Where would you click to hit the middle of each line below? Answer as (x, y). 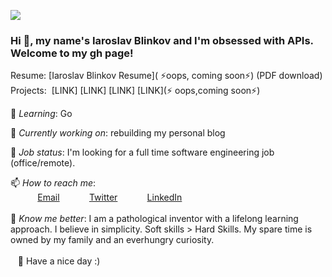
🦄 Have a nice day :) (59, 261)
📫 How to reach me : (53, 183)
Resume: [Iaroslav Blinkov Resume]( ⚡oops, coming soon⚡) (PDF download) (166, 76)
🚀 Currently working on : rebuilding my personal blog (118, 133)
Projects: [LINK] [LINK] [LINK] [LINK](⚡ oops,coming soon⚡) (135, 91)
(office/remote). (43, 163)
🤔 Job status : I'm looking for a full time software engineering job (142, 152)
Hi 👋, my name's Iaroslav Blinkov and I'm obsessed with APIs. (162, 40)
